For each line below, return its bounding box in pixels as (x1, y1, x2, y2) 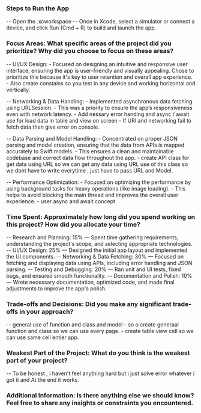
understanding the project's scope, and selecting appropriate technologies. (6, 240, 193, 247)
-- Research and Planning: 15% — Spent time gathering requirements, (6, 233, 179, 241)
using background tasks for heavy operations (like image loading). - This (6, 185, 186, 192)
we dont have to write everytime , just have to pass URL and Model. (6, 167, 173, 174)
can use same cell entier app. (6, 334, 79, 341)
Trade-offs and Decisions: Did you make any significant (6, 299, 172, 308)
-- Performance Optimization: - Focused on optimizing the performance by (6, 179, 191, 186)
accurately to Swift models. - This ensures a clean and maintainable (6, 147, 174, 154)
